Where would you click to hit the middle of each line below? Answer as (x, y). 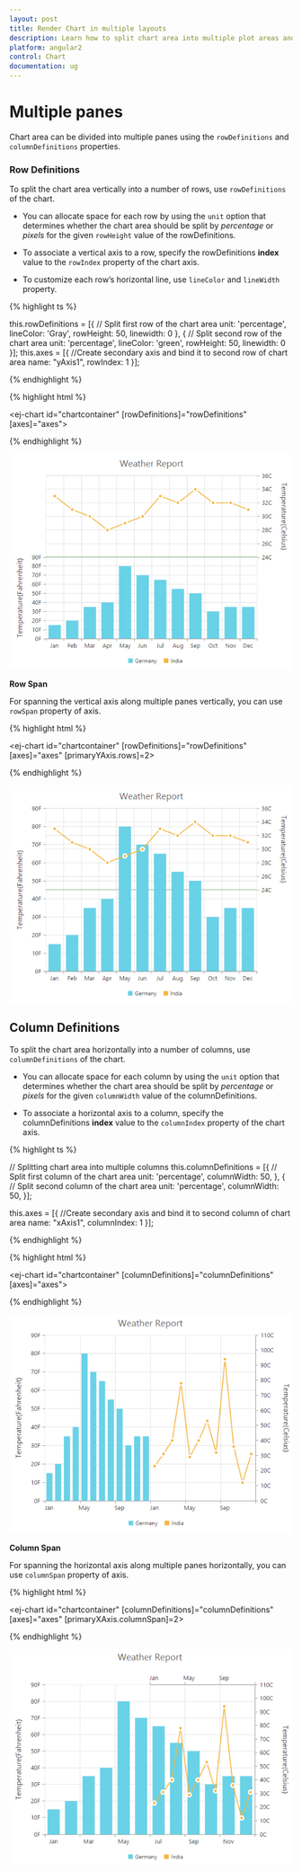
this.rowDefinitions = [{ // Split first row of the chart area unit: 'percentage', (148, 324)
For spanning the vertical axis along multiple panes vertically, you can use (146, 702)
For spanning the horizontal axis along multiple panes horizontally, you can (148, 1566)
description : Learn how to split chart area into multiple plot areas (144, 38)
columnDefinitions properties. (65, 146)
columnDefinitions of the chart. (67, 1059)
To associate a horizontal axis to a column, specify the (123, 1113)
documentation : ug (44, 67)
